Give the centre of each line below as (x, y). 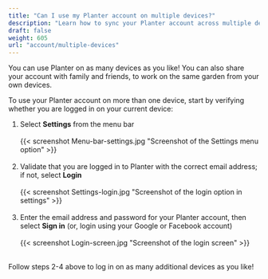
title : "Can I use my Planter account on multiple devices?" (112, 16)
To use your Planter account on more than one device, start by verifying (126, 100)
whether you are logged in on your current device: (91, 109)
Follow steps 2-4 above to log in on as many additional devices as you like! (131, 267)
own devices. (30, 85)
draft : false (30, 30)
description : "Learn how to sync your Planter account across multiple (130, 23)
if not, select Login (51, 175)
